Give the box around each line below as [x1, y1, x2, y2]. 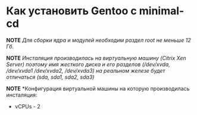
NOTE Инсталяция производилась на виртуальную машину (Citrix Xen [6, 54, 186, 61]
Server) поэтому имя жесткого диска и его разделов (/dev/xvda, [6, 61, 171, 68]
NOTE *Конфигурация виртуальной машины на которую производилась [6, 85, 190, 92]
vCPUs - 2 [14, 102, 40, 110]
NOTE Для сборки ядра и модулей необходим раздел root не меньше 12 [6, 36, 192, 43]
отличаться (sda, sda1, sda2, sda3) [6, 73, 95, 80]
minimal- [139, 4, 185, 18]
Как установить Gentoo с [6, 4, 137, 18]
